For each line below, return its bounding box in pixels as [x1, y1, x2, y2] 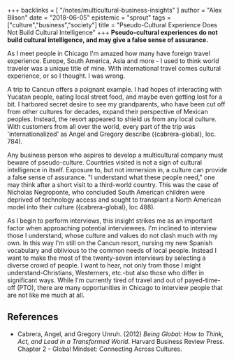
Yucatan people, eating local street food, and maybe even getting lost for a [7, 92, 223, 101]
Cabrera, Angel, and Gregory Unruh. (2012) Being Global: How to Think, [17, 329, 224, 338]
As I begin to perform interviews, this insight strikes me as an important [7, 216, 213, 225]
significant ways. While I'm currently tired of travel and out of [7, 276, 184, 284]
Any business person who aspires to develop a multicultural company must [7, 151, 224, 159]
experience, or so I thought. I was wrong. [7, 71, 126, 80]
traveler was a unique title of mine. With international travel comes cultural [7, 64, 221, 72]
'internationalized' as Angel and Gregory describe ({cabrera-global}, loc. [7, 130, 217, 138]
